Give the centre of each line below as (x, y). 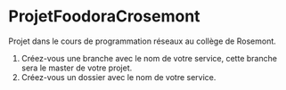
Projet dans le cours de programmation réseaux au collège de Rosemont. (143, 41)
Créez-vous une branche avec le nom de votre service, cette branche (149, 58)
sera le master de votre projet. (77, 68)
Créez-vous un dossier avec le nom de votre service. (118, 77)
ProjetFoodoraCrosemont (105, 16)
